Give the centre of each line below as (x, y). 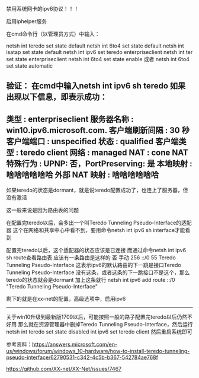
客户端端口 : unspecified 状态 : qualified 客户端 (92, 141)
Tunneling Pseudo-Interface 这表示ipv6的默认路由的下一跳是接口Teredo (94, 265)
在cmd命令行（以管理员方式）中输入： (53, 34)
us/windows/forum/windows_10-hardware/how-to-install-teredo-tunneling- (98, 351)
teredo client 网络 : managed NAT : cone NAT (104, 152)
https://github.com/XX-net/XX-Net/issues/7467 (64, 369)
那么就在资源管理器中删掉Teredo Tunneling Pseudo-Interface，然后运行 (105, 325)
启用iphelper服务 (27, 21)
